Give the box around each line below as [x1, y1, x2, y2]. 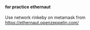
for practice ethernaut [5, 4, 51, 10]
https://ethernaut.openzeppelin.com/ [5, 20, 79, 26]
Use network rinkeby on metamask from [5, 15, 86, 20]
